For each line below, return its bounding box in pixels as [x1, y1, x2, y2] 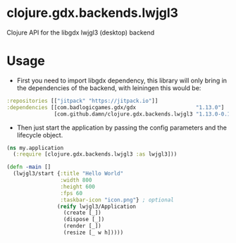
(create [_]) [63, 209, 101, 216]
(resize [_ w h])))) [63, 229, 124, 236]
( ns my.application [6, 144, 64, 151]
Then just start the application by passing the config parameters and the [16, 123, 227, 132]
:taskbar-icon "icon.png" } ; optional [60, 196, 174, 204]
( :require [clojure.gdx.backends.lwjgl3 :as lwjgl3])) [13, 151, 178, 158]
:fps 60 [60, 189, 82, 197]
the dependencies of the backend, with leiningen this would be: [16, 83, 201, 92]
